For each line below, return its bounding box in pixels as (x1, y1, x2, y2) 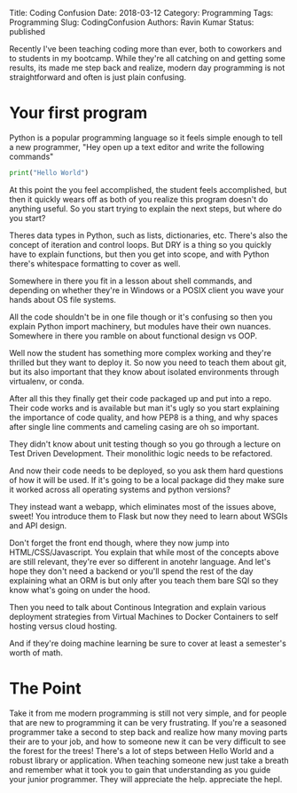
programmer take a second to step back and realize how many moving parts (9, 726, 288, 737)
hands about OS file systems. (9, 294, 117, 305)
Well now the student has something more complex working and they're (9, 347, 272, 358)
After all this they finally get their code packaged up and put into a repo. (9, 393, 272, 403)
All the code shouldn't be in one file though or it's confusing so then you (9, 311, 273, 322)
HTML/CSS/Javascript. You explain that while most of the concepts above (9, 546, 279, 558)
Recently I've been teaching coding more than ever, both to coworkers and (9, 44, 282, 54)
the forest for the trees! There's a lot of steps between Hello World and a (9, 745, 275, 756)
